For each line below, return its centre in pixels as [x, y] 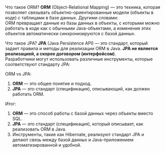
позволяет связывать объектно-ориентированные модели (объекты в [80, 12]
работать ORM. [28, 94]
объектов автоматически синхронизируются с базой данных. [70, 34]
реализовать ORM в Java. [39, 129]
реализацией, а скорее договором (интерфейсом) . [61, 54]
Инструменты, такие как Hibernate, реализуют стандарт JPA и [78, 134]
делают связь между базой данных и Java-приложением [73, 140]
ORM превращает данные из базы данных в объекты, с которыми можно [82, 23]
